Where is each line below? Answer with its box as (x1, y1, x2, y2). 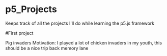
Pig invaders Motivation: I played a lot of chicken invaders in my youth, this (5, 39, 162, 46)
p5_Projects (5, 4, 57, 15)
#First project (5, 30, 34, 36)
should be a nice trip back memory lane (5, 45, 89, 51)
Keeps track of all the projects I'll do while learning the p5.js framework (5, 20, 154, 26)
